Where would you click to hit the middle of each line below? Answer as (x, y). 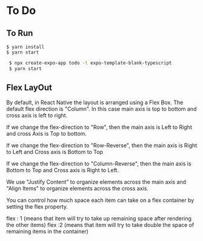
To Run (20, 33)
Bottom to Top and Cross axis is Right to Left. (63, 170)
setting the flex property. (37, 206)
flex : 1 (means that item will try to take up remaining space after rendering (99, 218)
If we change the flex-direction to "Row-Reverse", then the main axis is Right (102, 145)
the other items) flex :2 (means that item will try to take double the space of (100, 225)
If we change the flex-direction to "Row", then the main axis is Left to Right (99, 127)
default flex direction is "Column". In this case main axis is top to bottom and (101, 109)
